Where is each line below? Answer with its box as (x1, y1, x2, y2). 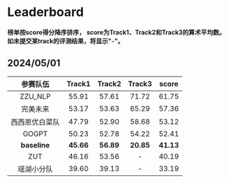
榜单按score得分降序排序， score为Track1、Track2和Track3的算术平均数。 (7, 28, 226, 36)
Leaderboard (7, 4, 84, 20)
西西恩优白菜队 (10, 117, 61, 127)
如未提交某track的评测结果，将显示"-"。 (7, 36, 124, 45)
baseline (20, 140, 50, 150)
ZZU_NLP (20, 91, 51, 101)
